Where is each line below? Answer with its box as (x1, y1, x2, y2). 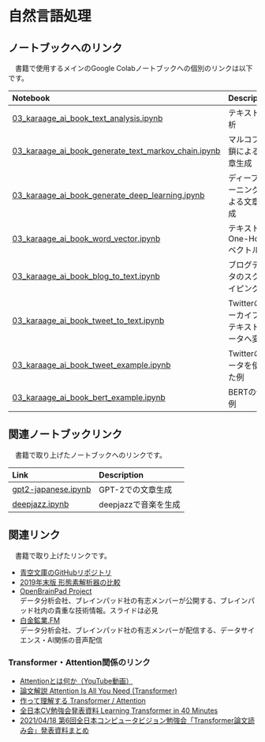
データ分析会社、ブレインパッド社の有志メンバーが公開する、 (19, 595, 221, 605)
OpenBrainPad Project (19, 586, 92, 596)
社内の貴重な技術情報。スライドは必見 (33, 605, 159, 615)
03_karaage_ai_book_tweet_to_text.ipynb (12, 315, 165, 326)
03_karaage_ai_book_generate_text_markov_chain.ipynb (12, 145, 221, 156)
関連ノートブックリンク (8, 428, 122, 441)
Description (98, 469, 144, 480)
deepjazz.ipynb (12, 498, 69, 509)
